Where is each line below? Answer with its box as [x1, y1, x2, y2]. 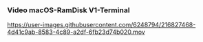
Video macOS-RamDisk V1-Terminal [7, 5, 130, 15]
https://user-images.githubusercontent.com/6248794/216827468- [7, 21, 196, 29]
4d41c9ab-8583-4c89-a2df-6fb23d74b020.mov [7, 28, 146, 36]
